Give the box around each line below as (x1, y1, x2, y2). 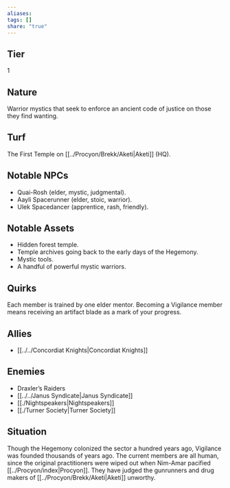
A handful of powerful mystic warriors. (16, 262, 126, 271)
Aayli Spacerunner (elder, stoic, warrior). (16, 195, 133, 203)
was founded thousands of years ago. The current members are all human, (7, 451, 219, 460)
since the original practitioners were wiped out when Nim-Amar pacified (7, 458, 211, 467)
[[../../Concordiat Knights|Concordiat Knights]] (16, 346, 148, 354)
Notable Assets (7, 222, 75, 234)
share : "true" (7, 23, 48, 30)
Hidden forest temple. (16, 241, 79, 249)
